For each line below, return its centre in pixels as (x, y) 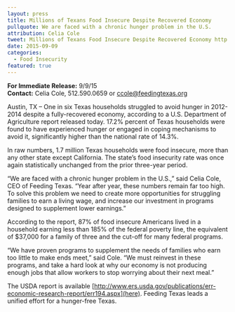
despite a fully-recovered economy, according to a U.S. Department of (125, 114)
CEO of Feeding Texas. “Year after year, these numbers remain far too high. (116, 185)
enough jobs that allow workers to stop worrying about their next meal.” (111, 272)
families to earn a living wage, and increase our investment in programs (110, 201)
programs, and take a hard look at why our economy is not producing (107, 265)
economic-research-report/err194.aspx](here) (74, 293)
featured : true (29, 66)
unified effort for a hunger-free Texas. (62, 301)
